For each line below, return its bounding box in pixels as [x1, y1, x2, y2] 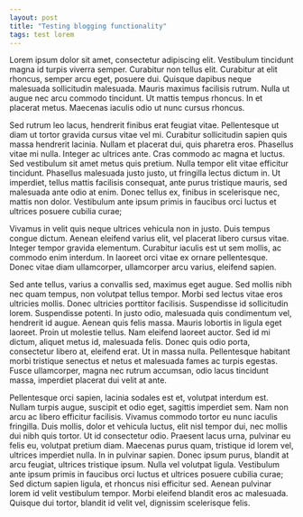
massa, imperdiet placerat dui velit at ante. [9, 375, 167, 385]
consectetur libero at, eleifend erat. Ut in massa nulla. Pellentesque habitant [9, 346, 290, 357]
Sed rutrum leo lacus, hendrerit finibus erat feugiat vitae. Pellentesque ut [9, 120, 280, 131]
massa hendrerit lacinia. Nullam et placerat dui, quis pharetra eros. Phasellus [9, 139, 294, 150]
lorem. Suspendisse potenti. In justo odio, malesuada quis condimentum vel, [9, 308, 292, 319]
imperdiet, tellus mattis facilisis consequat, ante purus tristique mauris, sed [9, 177, 288, 188]
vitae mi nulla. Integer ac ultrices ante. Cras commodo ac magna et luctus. [9, 149, 286, 159]
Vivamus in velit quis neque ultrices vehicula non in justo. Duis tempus [9, 223, 271, 234]
